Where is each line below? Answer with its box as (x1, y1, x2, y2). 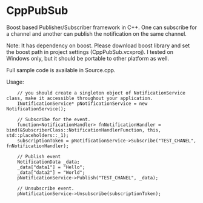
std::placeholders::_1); (6, 132, 69, 138)
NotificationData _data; (17, 159, 80, 165)
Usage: (6, 78, 24, 85)
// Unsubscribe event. (17, 185, 75, 191)
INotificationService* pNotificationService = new (17, 101, 148, 107)
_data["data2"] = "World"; (17, 169, 85, 176)
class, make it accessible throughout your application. (6, 95, 153, 101)
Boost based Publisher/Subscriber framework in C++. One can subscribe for (6, 24, 198, 31)
